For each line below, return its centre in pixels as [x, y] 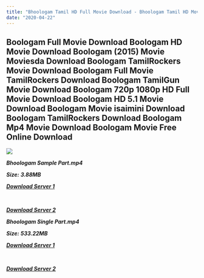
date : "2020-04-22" [31, 18]
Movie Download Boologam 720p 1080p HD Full [98, 90]
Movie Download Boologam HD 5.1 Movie [85, 99]
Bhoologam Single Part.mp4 [43, 222]
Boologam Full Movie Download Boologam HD [94, 42]
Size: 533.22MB [27, 234]
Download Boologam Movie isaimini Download [96, 108]
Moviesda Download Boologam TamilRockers [93, 61]
